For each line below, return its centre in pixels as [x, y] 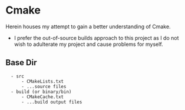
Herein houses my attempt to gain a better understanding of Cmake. [88, 26]
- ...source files [44, 86]
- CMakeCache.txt [42, 97]
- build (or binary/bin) [41, 92]
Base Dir [21, 63]
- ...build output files [52, 102]
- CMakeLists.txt [42, 81]
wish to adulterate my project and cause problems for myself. [88, 44]
